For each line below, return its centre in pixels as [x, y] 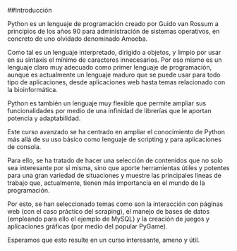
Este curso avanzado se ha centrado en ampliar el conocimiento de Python [116, 132]
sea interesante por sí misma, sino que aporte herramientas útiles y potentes [119, 168]
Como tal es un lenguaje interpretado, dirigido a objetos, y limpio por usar [114, 52]
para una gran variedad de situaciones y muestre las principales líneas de [115, 175]
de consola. [24, 147]
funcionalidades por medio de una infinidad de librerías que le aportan [109, 111]
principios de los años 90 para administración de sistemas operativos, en [114, 31]
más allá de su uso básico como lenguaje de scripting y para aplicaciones [115, 139]
